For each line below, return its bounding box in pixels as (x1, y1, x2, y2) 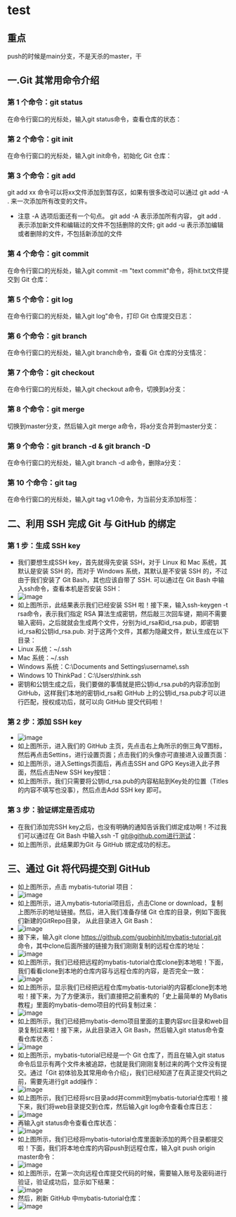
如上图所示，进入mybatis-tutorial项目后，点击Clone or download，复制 (17, 899, 223, 908)
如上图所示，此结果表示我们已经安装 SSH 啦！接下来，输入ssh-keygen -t (17, 601, 228, 610)
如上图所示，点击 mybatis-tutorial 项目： (17, 883, 135, 891)
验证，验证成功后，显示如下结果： (17, 1178, 117, 1186)
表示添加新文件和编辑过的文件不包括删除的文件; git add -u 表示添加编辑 (17, 221, 224, 229)
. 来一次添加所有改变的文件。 (7, 197, 91, 206)
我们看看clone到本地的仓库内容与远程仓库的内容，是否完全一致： (17, 967, 206, 975)
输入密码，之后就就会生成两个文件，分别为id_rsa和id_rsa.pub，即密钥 (17, 619, 219, 627)
